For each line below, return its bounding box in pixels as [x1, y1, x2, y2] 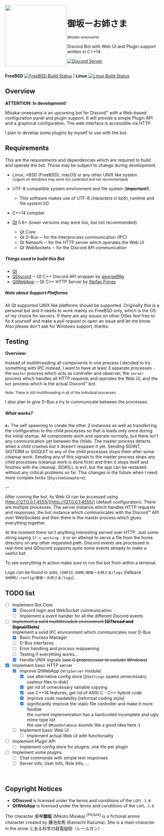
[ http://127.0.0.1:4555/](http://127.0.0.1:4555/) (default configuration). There [5, 499, 156, 505]
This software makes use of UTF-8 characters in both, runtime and [19, 195, 155, 201]
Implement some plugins [12, 750, 62, 755]
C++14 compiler [12, 210, 45, 216]
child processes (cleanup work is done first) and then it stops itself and [5, 459, 148, 465]
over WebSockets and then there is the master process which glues [5, 515, 141, 520]
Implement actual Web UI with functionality [26, 733, 114, 739]
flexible [26, 706, 42, 712]
